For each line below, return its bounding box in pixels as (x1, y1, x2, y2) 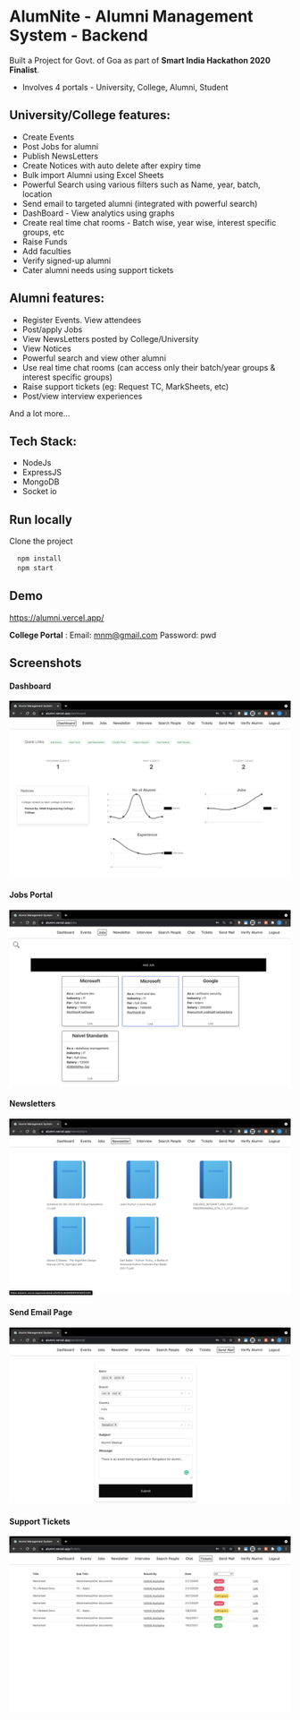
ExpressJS (21, 467, 62, 478)
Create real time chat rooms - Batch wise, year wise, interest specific (21, 217, 277, 227)
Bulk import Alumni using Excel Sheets (21, 169, 164, 180)
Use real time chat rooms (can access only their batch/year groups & (21, 362, 276, 372)
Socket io (21, 486, 58, 497)
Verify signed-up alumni (21, 255, 112, 266)
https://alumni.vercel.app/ (9, 612, 104, 623)
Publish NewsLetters (21, 150, 99, 161)
